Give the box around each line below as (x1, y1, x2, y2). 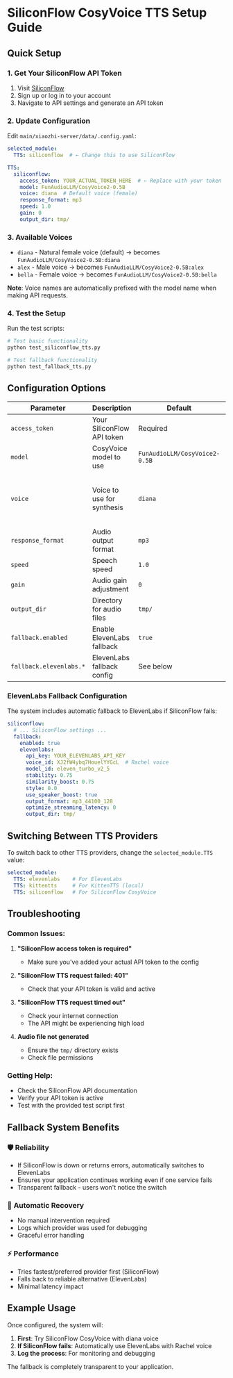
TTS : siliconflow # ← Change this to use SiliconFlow (13, 151, 175, 159)
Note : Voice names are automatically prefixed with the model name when (7, 284, 217, 293)
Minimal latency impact (17, 1282, 84, 1290)
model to (92, 452, 121, 461)
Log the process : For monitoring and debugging (17, 1349, 155, 1357)
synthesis (92, 502, 123, 512)
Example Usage (7, 1302, 76, 1314)
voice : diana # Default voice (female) (19, 190, 138, 197)
